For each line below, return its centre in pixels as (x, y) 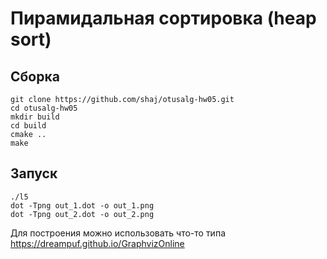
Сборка (35, 76)
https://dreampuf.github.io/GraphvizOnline (97, 243)
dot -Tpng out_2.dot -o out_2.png (82, 214)
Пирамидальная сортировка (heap (163, 18)
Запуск (34, 173)
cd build (28, 126)
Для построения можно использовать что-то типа (118, 233)
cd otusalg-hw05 (44, 108)
